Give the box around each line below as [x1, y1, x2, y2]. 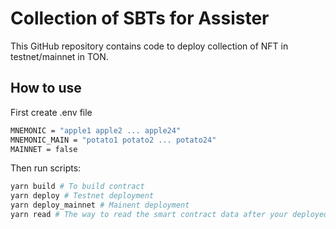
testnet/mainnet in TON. [10, 50, 109, 62]
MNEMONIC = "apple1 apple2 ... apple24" [10, 125, 182, 136]
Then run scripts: [10, 162, 82, 174]
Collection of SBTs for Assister [10, 7, 270, 30]
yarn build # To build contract [10, 182, 145, 192]
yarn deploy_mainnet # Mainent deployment [10, 200, 190, 211]
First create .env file [10, 106, 93, 118]
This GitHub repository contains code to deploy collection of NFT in [10, 40, 289, 52]
